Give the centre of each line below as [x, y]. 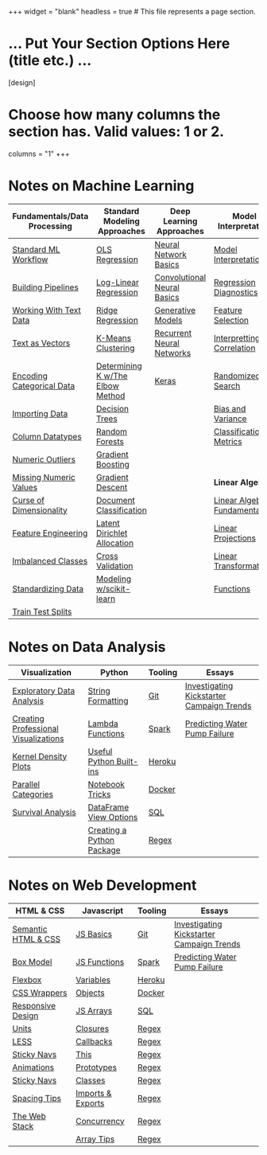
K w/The [112, 376]
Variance [230, 419]
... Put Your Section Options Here [119, 44]
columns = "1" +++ [39, 154]
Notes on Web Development [103, 885]
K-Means [114, 338]
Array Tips [95, 1139]
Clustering [116, 348]
